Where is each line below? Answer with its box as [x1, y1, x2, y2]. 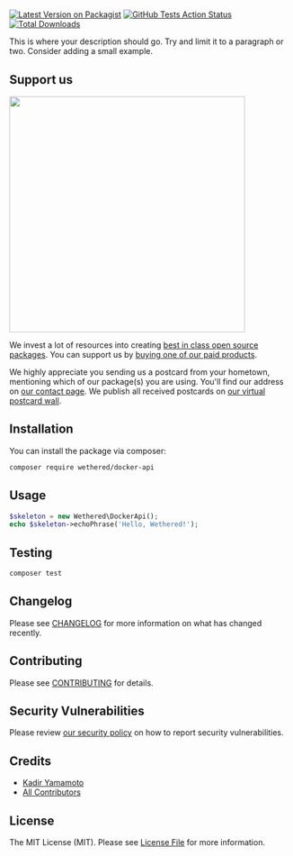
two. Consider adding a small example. [9, 46, 153, 57]
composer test [9, 569, 63, 578]
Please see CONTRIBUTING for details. [9, 677, 155, 688]
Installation [9, 422, 74, 437]
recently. [9, 627, 42, 638]
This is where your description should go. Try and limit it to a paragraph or [9, 36, 285, 47]
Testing [9, 545, 53, 560]
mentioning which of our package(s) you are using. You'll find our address [9, 377, 284, 387]
